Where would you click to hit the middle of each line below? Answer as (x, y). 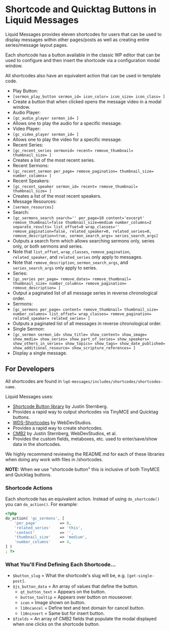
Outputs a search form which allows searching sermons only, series (83, 241)
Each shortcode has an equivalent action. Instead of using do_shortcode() (82, 499)
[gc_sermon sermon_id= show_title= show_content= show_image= (80, 335)
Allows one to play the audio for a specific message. (67, 123)
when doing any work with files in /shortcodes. (54, 459)
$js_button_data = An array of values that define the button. (75, 586)
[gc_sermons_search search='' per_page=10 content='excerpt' (79, 218)
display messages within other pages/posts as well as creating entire (77, 40)
